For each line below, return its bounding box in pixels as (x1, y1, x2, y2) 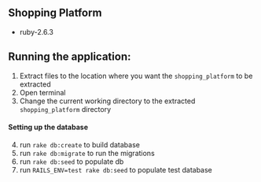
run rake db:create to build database (19, 139, 140, 149)
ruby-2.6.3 (19, 27, 53, 36)
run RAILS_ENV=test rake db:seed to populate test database (19, 165, 212, 174)
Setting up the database (8, 122, 89, 132)
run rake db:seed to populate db (19, 157, 124, 166)
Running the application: (8, 50, 131, 64)
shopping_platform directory (19, 104, 112, 113)
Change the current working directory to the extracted (19, 96, 196, 106)
